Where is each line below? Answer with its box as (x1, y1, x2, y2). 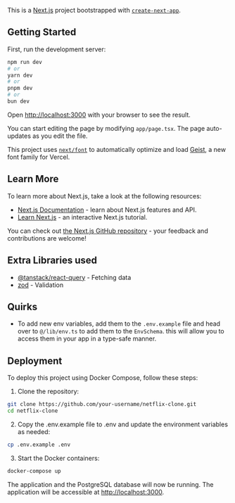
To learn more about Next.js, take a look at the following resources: (7, 191, 202, 200)
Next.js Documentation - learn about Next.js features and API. (17, 205, 197, 214)
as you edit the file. (32, 132, 88, 140)
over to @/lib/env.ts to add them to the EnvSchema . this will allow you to (17, 327, 224, 336)
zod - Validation (17, 281, 64, 289)
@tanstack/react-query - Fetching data (17, 273, 132, 281)
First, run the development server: (7, 45, 106, 53)
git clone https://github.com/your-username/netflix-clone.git (7, 401, 197, 408)
